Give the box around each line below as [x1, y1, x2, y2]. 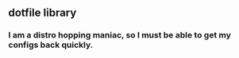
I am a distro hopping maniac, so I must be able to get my [8, 30, 232, 41]
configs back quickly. [8, 39, 94, 50]
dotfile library [8, 6, 77, 20]
